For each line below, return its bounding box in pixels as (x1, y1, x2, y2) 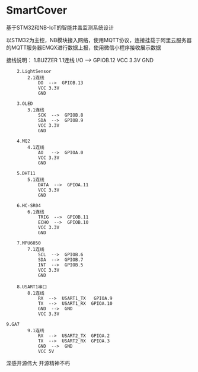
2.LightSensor (17, 68, 52, 74)
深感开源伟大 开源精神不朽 (6, 360, 70, 367)
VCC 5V (37, 348, 55, 354)
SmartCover (6, 4, 68, 17)
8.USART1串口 (17, 284, 47, 290)
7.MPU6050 (17, 240, 41, 246)
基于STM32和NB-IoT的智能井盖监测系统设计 (6, 24, 114, 31)
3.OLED (17, 100, 33, 107)
